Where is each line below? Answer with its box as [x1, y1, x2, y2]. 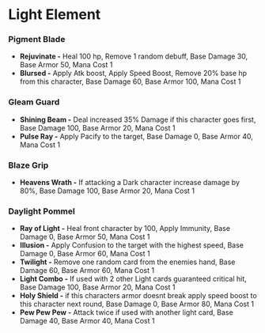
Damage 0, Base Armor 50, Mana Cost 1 [19, 232, 150, 242]
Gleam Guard [8, 96, 60, 108]
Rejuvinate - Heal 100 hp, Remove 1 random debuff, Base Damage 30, [19, 51, 248, 61]
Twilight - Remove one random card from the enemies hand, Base [19, 257, 236, 267]
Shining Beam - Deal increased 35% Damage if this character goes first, [19, 115, 256, 124]
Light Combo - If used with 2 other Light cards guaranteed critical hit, [19, 274, 247, 284]
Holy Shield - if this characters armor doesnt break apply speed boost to [19, 291, 257, 301]
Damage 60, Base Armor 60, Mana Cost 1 [19, 266, 155, 275]
